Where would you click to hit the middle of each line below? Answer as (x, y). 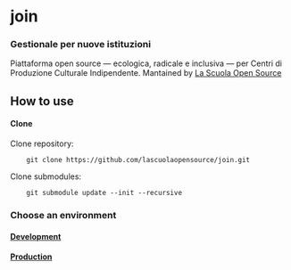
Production (31, 257)
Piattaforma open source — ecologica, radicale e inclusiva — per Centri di (146, 63)
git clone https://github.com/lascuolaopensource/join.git (138, 160)
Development (36, 236)
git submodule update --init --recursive (104, 193)
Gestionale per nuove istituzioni (80, 45)
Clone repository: (42, 143)
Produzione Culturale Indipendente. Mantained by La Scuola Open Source (146, 73)
